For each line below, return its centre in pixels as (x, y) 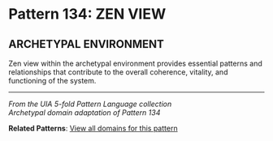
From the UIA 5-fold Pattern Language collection (90, 104)
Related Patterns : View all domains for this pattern (93, 128)
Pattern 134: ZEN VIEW (87, 14)
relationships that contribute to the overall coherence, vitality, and (118, 72)
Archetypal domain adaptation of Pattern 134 (84, 113)
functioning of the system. (52, 81)
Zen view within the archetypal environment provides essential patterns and (135, 63)
